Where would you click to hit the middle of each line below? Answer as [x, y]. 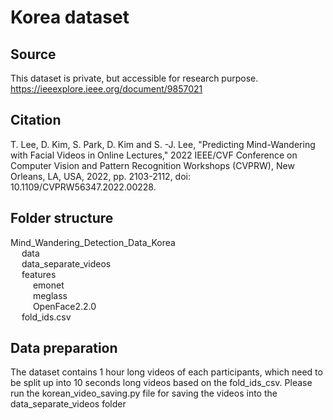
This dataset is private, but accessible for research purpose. [134, 78]
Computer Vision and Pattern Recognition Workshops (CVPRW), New [152, 165]
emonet [48, 285]
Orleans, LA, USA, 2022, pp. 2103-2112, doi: [100, 176]
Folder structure [62, 218]
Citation [36, 120]
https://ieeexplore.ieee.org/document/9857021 [106, 89]
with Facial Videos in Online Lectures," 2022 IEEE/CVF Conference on [154, 155]
